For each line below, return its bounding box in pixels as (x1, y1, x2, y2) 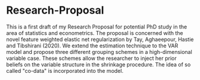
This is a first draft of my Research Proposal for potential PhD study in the (6, 23, 187, 30)
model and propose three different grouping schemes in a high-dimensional (6, 48, 192, 55)
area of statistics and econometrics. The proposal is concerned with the (6, 29, 183, 36)
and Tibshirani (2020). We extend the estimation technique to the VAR (6, 42, 179, 49)
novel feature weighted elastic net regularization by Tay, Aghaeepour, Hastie (6, 36, 194, 43)
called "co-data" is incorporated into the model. (6, 67, 124, 74)
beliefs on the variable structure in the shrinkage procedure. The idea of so (6, 60, 191, 68)
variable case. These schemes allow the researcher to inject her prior (6, 55, 177, 62)
